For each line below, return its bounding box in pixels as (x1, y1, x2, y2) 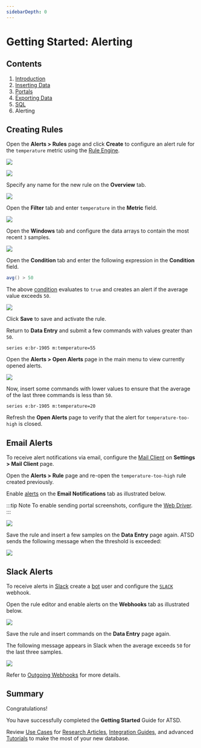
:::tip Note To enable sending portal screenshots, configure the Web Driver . (6, 502, 193, 509)
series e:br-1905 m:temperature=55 (6, 345, 96, 351)
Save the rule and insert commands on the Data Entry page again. (6, 630, 171, 637)
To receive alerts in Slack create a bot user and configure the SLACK (6, 582, 173, 590)
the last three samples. (6, 648, 63, 656)
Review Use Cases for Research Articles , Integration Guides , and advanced (6, 728, 194, 735)
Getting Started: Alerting (6, 34, 133, 48)
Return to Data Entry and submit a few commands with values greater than (6, 327, 193, 334)
